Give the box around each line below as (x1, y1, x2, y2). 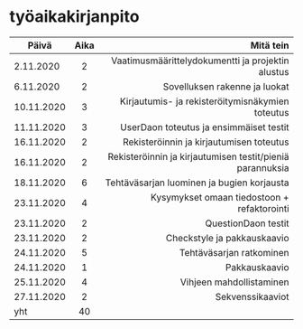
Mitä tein (250, 39, 289, 52)
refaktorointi (237, 202, 289, 214)
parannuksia (236, 161, 289, 174)
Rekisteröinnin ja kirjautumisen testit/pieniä (107, 150, 289, 163)
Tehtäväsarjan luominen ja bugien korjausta (105, 176, 289, 189)
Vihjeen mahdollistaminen (179, 276, 289, 288)
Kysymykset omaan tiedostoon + (150, 191, 289, 203)
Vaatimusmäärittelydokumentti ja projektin (111, 54, 289, 67)
